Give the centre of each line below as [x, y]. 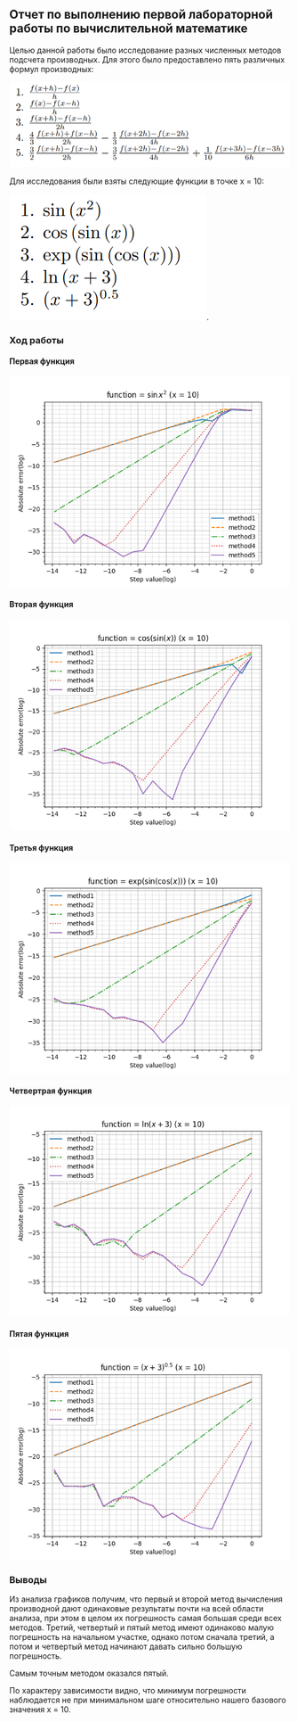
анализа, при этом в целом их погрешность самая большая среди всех [145, 1618]
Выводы [28, 1579]
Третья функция [41, 847]
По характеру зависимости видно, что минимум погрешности [128, 1690]
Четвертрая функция [51, 1091]
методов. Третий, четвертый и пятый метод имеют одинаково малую [141, 1627]
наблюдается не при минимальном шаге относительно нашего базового [148, 1700]
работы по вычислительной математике [128, 29]
